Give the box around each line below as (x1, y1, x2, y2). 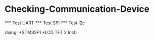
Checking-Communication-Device (4, 3, 150, 15)
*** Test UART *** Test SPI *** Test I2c (4, 20, 85, 26)
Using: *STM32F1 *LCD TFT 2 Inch (4, 29, 77, 35)
